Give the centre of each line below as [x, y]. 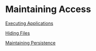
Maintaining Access [48, 9]
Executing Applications [29, 23]
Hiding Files [18, 33]
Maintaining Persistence [30, 43]
